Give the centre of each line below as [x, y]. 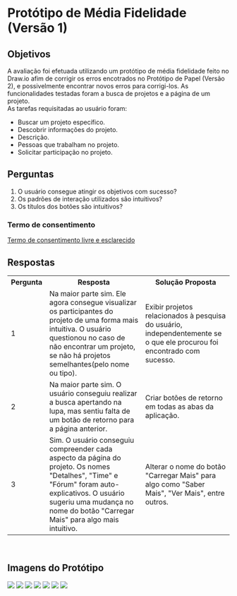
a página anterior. [78, 429]
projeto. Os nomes [80, 466]
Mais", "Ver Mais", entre [185, 493]
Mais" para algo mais [84, 519]
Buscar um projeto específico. [61, 122]
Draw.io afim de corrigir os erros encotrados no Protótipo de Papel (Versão [116, 78]
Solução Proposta [186, 282]
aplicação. [162, 415]
